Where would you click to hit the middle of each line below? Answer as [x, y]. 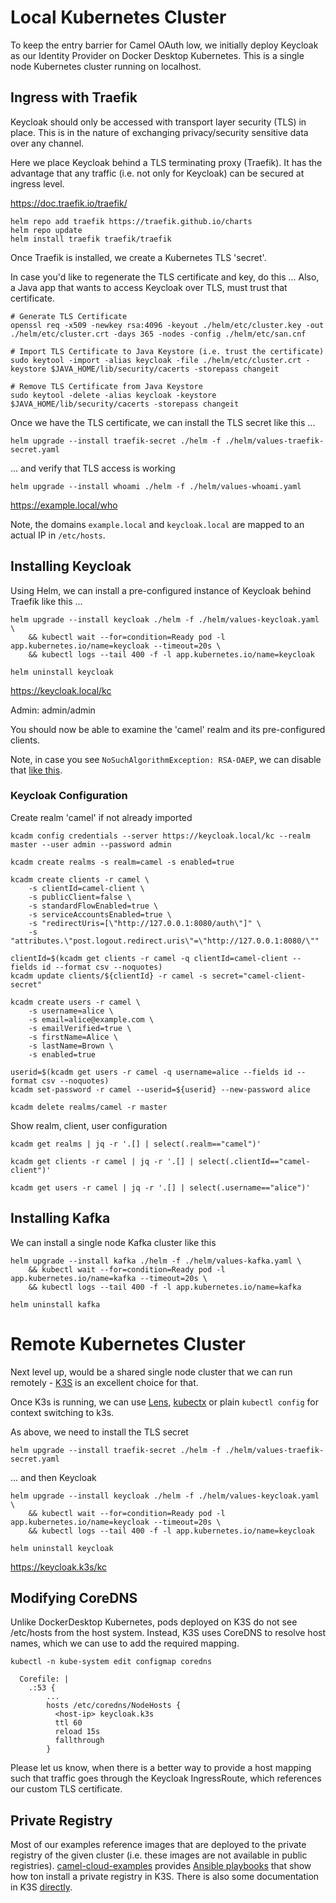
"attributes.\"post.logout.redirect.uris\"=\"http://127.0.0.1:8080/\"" [165, 941]
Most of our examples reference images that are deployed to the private [158, 1845]
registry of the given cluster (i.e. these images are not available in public [159, 1855]
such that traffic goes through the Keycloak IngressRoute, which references [166, 1778]
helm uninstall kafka [55, 1304]
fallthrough [79, 1741]
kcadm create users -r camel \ [75, 1002]
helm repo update [46, 230]
